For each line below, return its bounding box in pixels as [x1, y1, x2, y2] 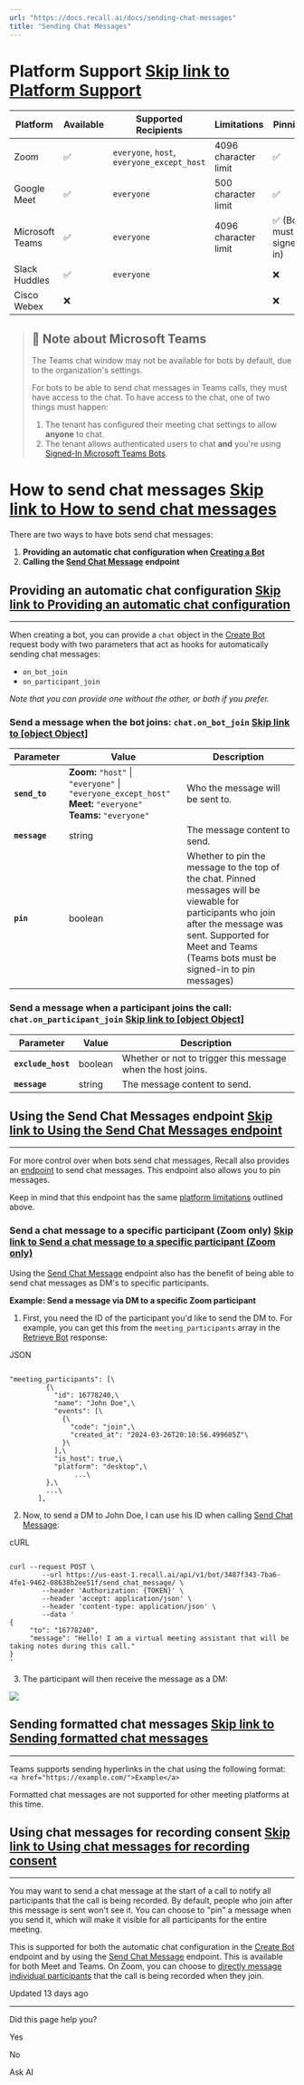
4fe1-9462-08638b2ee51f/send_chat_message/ [9, 1578, 176, 1587]
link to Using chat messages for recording [9, 1838, 251, 1854]
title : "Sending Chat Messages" [9, 22, 131, 31]
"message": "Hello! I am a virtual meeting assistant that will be [29, 1634, 290, 1643]
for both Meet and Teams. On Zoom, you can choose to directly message [9, 1961, 282, 1972]
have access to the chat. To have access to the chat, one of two [31, 392, 271, 403]
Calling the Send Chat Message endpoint [22, 557, 180, 567]
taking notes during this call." [9, 1642, 136, 1651]
